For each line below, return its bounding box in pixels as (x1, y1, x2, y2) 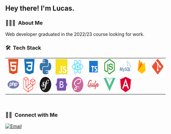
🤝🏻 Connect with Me (5, 111, 58, 119)
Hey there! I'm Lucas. (5, 4, 75, 13)
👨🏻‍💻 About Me (5, 19, 43, 27)
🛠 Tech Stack (5, 44, 42, 51)
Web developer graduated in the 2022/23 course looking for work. (5, 31, 145, 37)
